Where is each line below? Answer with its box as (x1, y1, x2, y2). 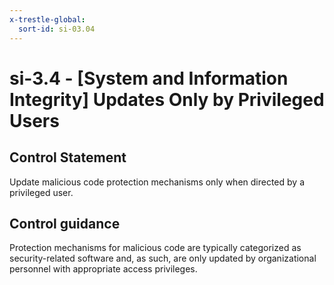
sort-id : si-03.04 (18, 24, 96, 34)
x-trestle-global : (9, 14, 86, 25)
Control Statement (9, 149, 127, 166)
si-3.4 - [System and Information (9, 67, 289, 90)
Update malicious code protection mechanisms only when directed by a (9, 176, 305, 188)
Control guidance (9, 215, 121, 232)
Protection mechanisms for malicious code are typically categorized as (9, 242, 302, 254)
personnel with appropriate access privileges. (9, 263, 198, 275)
